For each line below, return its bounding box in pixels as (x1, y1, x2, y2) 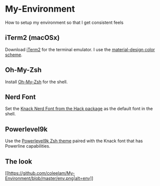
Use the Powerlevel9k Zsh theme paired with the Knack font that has (5, 138, 143, 144)
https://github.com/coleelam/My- (8, 170, 75, 176)
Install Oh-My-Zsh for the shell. (5, 79, 68, 85)
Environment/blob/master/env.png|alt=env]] (5, 175, 94, 181)
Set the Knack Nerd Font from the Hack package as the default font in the (5, 106, 153, 112)
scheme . (5, 52, 23, 57)
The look (5, 157, 33, 166)
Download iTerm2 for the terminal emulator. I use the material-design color (5, 46, 155, 52)
